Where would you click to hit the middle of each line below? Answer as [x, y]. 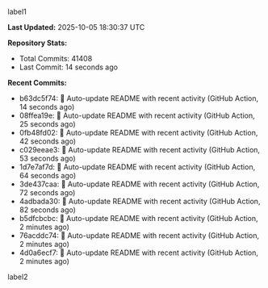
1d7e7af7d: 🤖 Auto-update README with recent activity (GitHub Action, [137, 167]
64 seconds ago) [48, 175]
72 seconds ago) [47, 192]
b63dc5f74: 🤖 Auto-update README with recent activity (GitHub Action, [139, 98]
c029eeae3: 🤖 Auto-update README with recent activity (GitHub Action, [139, 150]
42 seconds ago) [48, 141]
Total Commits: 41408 [56, 58]
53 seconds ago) [47, 158]
